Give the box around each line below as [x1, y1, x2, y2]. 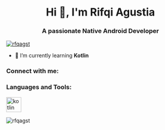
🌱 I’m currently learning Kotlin [14, 52, 89, 59]
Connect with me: [6, 67, 59, 75]
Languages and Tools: [6, 83, 72, 92]
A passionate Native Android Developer [41, 27, 160, 35]
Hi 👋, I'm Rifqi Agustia [45, 5, 155, 19]
